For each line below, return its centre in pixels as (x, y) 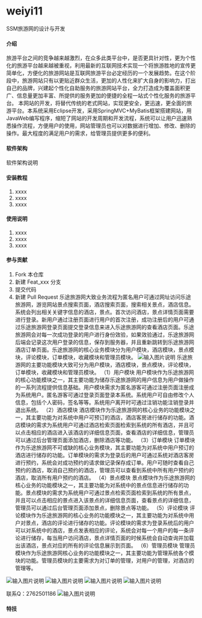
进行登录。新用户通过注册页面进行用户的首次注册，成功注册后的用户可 (102, 319)
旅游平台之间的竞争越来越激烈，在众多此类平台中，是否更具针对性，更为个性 (101, 58)
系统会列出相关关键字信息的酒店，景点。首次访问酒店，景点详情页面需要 (104, 312)
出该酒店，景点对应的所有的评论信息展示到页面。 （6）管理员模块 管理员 (105, 545)
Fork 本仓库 (29, 274)
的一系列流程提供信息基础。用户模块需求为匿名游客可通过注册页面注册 (102, 387)
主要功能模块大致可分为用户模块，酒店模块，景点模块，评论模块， (112, 364)
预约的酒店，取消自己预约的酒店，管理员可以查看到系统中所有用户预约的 (104, 470)
